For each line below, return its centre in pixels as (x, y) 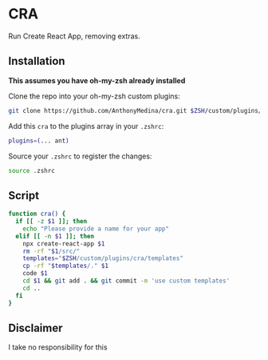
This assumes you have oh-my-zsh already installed (97, 80)
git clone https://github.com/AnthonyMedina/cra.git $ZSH (106, 110)
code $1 (35, 274)
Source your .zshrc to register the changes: (80, 156)
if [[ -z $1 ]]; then (51, 222)
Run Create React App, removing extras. (75, 36)
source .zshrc (32, 170)
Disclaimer (35, 328)
